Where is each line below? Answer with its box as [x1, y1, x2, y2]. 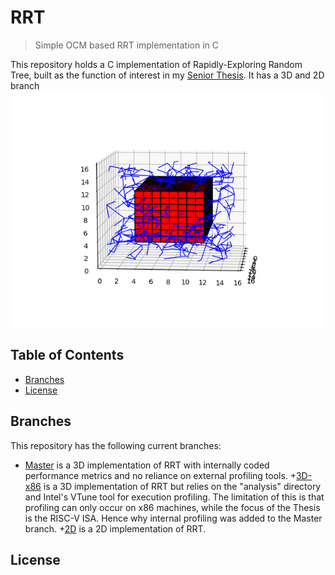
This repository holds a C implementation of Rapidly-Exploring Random [10, 58, 303, 70]
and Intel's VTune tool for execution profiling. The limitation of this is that [24, 491, 325, 503]
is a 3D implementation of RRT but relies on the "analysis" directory [43, 480, 322, 492]
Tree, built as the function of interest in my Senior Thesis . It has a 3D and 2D [10, 69, 325, 81]
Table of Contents [10, 347, 125, 364]
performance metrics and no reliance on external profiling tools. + [24, 469, 297, 481]
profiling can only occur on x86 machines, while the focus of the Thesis [24, 501, 321, 513]
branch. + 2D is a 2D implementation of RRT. [24, 522, 207, 535]
